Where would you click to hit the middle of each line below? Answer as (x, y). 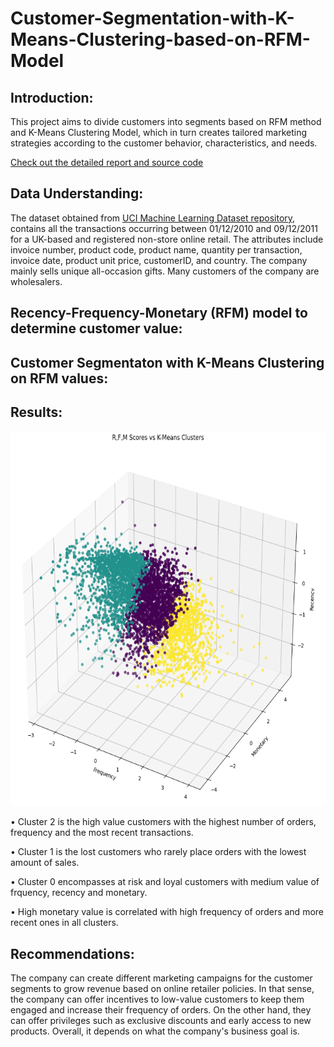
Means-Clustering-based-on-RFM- (160, 39)
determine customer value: (96, 328)
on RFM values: (59, 378)
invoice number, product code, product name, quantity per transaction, (156, 249)
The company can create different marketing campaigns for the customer (161, 978)
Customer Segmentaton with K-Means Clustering (167, 362)
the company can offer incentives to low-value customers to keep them (157, 999)
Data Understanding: (77, 193)
